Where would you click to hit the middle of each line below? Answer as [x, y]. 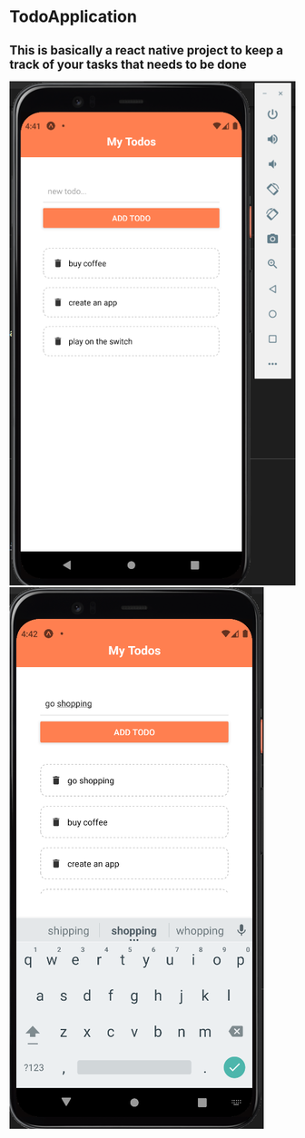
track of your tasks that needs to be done [128, 64]
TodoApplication [74, 17]
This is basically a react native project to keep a [147, 50]
